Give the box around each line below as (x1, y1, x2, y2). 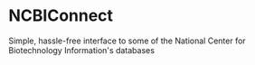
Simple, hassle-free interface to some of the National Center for (8, 35, 246, 46)
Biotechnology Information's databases (8, 44, 156, 55)
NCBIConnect (8, 5, 114, 26)
